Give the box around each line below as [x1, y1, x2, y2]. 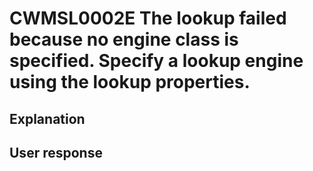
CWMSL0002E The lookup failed [9, 7, 287, 30]
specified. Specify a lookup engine [9, 50, 304, 72]
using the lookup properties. [9, 71, 251, 94]
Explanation [9, 110, 86, 127]
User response [9, 144, 103, 161]
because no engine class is [9, 28, 239, 51]
